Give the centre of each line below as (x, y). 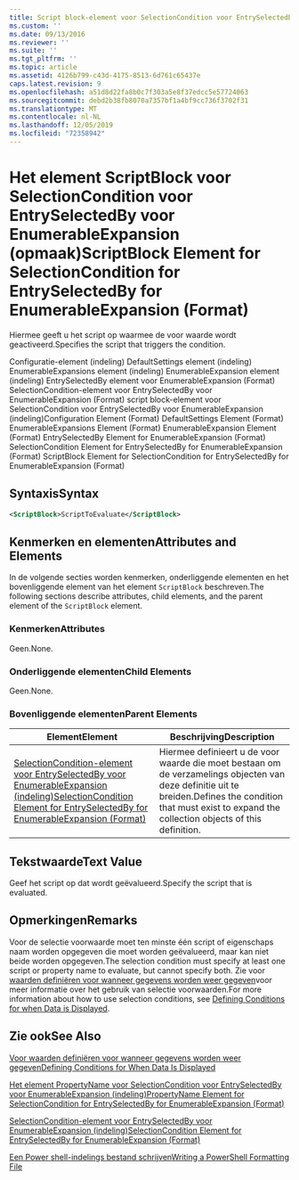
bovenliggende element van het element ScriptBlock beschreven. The (137, 587)
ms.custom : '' (36, 26)
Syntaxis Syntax (54, 494)
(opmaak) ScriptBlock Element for (135, 254)
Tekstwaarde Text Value (76, 861)
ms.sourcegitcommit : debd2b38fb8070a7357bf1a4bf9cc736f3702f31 (129, 100)
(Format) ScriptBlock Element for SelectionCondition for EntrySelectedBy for (149, 456)
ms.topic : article (43, 68)
